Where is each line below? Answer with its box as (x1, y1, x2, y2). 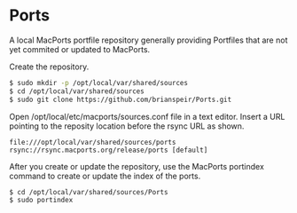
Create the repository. (9, 61, 90, 72)
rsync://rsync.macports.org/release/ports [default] (9, 146, 208, 154)
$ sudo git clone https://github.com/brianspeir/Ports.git (9, 95, 232, 104)
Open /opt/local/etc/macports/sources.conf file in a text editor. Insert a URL (9, 111, 285, 122)
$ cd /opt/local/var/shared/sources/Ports (9, 187, 168, 196)
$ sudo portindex (9, 196, 74, 205)
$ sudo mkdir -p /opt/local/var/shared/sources (9, 78, 189, 87)
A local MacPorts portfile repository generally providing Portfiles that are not (9, 35, 288, 45)
